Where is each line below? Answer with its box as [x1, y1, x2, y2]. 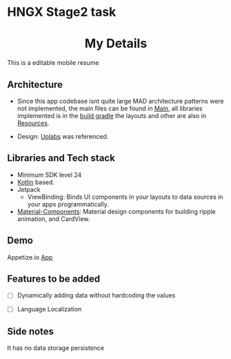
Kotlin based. [17, 177, 55, 186]
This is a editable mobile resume [7, 59, 99, 67]
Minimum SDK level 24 [17, 171, 82, 179]
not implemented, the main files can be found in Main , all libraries [17, 104, 203, 113]
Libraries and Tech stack [7, 153, 115, 164]
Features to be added [7, 273, 101, 284]
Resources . [17, 119, 50, 127]
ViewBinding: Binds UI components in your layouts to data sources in [27, 193, 223, 201]
